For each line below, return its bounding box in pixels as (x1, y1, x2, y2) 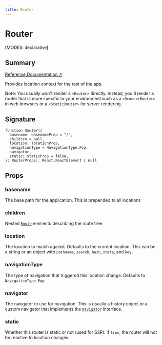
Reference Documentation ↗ (5, 71, 62, 77)
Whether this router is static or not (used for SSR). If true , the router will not (5, 329, 157, 335)
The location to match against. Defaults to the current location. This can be (5, 244, 156, 250)
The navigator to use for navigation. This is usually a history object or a (5, 301, 148, 307)
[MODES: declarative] (5, 45, 49, 50)
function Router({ (5, 128, 42, 133)
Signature (5, 115, 36, 123)
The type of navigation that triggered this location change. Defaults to (5, 272, 145, 278)
